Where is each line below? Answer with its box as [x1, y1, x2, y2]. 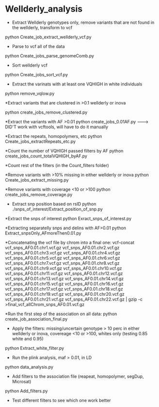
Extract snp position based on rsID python [12, 201, 96, 207]
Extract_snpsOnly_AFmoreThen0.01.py [5, 230, 81, 236]
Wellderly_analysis [5, 3, 83, 15]
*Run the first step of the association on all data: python [5, 311, 117, 317]
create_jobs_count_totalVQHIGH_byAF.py [5, 153, 87, 159]
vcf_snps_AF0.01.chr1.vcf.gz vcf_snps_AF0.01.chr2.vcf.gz [5, 244, 120, 251]
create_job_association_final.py [5, 316, 68, 322]
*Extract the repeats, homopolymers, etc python [5, 133, 102, 139]
